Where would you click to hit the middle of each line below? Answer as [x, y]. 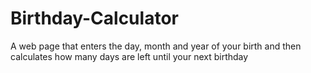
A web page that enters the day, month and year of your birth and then [156, 46]
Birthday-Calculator [94, 18]
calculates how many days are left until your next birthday [129, 56]
